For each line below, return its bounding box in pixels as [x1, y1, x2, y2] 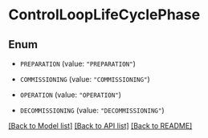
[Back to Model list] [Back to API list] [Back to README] [8, 121, 193, 130]
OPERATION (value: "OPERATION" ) [19, 90, 122, 99]
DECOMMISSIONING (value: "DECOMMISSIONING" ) [19, 106, 165, 115]
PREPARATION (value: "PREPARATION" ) [19, 59, 137, 68]
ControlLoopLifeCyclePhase [8, 6, 201, 24]
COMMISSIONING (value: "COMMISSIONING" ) [19, 75, 150, 83]
